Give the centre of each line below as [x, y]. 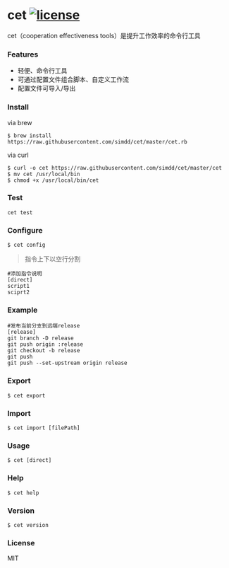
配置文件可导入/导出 [47, 88]
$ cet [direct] [30, 460]
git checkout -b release [44, 351]
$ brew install [30, 135]
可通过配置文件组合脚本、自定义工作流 [73, 80]
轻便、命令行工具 [42, 71]
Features [23, 54]
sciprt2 [19, 292]
